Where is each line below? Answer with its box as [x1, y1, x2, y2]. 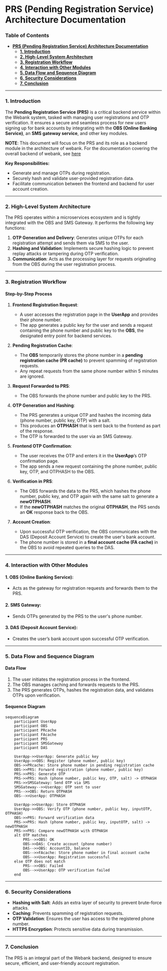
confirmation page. [19, 458, 59, 464]
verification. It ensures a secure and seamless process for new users [5, 119, 147, 125]
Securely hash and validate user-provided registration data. [12, 175, 134, 181]
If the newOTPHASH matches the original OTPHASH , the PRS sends [19, 504, 160, 510]
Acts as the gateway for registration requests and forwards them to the [12, 585, 158, 591]
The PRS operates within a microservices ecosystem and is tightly [5, 214, 141, 220]
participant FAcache [14, 732, 57, 738]
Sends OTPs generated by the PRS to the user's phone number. [12, 613, 143, 619]
